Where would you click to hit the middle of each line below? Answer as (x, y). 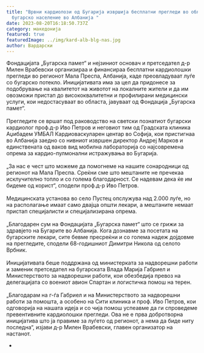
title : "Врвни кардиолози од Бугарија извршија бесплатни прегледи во (97, 12)
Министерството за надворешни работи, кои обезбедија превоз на (93, 275)
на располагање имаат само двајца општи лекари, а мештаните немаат (100, 204)
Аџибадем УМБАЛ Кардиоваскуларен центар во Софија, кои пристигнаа (101, 133)
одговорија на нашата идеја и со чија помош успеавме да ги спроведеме (102, 308)
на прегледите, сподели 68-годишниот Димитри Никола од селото (93, 243)
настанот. (19, 334)
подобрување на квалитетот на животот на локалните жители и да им (97, 89)
